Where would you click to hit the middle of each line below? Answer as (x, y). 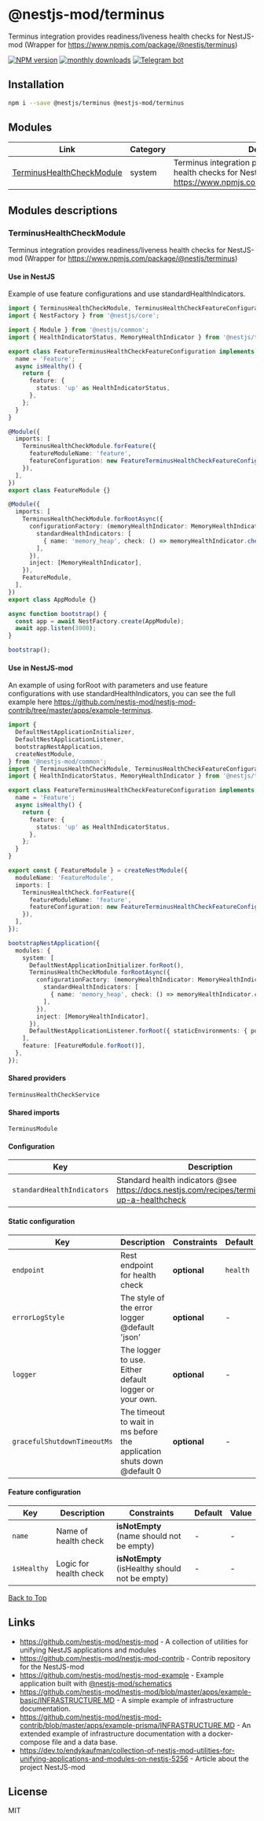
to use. (133, 1359)
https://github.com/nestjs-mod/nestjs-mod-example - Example (121, 1675)
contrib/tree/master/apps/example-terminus (79, 710)
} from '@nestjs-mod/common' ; (58, 762)
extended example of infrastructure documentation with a (113, 1734)
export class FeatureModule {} (59, 490)
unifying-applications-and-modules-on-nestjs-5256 (104, 1759)
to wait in (137, 1422)
